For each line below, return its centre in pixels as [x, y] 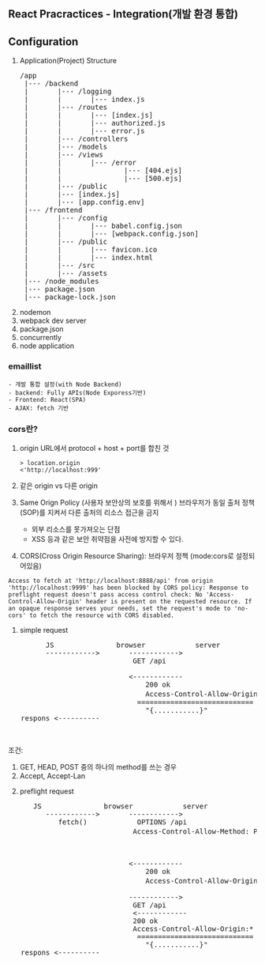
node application [47, 346]
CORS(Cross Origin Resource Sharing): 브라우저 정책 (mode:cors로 [127, 555]
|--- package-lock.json [70, 297]
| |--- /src [60, 266]
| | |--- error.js [84, 131]
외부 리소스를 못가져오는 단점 [76, 529]
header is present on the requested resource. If [169, 601]
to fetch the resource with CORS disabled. [102, 615]
